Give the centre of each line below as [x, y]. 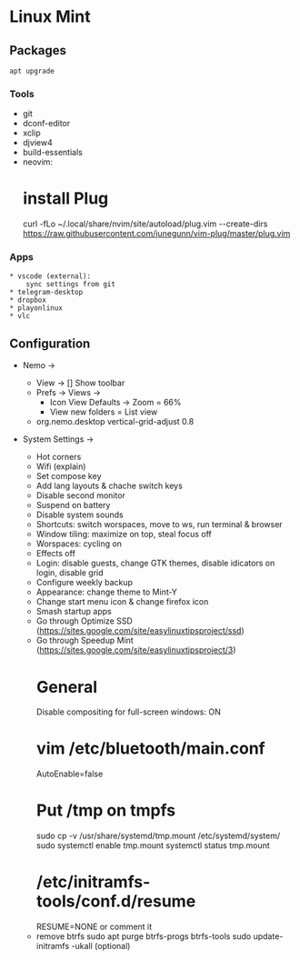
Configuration [50, 343]
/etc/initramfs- [93, 882]
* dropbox [28, 300]
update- [268, 936]
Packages [38, 50]
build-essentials [53, 153]
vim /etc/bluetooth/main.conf [150, 749]
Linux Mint [50, 17]
